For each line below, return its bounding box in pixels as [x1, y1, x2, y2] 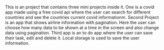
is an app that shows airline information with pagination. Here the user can [5, 19, 156, 25]
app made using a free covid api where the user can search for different [5, 9, 151, 15]
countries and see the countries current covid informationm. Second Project [5, 15, 159, 20]
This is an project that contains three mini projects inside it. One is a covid [5, 4, 155, 10]
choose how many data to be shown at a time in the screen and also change [5, 25, 159, 31]
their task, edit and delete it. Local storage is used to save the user [5, 35, 140, 41]
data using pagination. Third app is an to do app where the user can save [5, 30, 153, 35]
